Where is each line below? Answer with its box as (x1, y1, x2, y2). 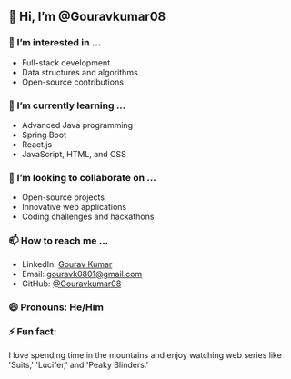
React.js (21, 138, 53, 150)
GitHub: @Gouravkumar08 (21, 278, 122, 289)
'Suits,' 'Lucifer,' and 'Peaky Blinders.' (8, 359, 149, 370)
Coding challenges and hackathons (21, 211, 155, 223)
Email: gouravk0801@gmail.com (21, 268, 143, 279)
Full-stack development (21, 56, 111, 68)
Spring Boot (21, 129, 67, 140)
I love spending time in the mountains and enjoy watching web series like (8, 349, 283, 360)
